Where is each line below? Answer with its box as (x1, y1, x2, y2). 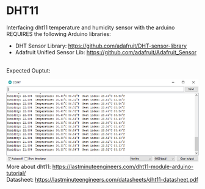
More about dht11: (6, 163, 51, 170)
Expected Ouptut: (6, 66, 51, 74)
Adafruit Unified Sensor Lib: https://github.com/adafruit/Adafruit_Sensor (15, 48, 197, 55)
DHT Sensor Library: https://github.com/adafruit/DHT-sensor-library (15, 42, 187, 49)
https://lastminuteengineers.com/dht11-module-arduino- (52, 163, 194, 170)
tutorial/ (6, 169, 26, 177)
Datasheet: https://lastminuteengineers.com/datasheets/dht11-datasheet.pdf (6, 176, 198, 183)
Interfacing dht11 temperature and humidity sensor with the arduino (6, 24, 175, 31)
